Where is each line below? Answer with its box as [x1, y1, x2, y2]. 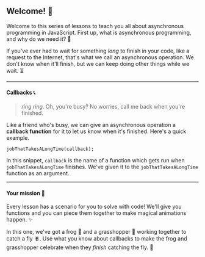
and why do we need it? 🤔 [6, 35, 71, 43]
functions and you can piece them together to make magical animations [6, 209, 187, 217]
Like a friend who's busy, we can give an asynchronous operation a [6, 121, 176, 129]
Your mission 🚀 [6, 189, 45, 197]
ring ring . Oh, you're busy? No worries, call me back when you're [21, 103, 185, 110]
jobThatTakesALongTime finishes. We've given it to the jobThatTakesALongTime [6, 163, 198, 171]
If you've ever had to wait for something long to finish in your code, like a [6, 47, 190, 54]
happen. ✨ [6, 216, 34, 223]
